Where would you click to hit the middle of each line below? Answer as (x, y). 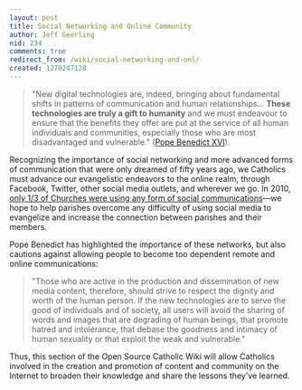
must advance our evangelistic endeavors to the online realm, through (140, 178)
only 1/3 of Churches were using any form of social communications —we (146, 198)
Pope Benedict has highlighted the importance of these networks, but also (148, 244)
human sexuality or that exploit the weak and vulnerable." (138, 338)
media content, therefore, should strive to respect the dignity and (153, 290)
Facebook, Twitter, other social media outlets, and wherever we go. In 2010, (150, 188)
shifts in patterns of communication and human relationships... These (161, 103)
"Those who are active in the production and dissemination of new (156, 281)
